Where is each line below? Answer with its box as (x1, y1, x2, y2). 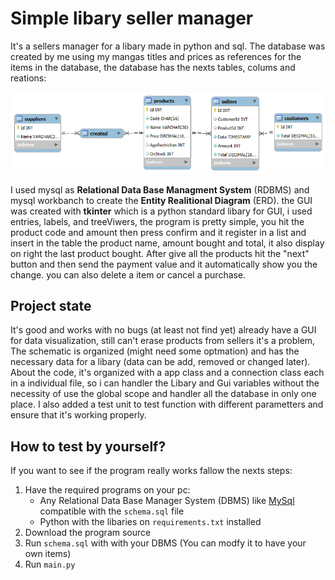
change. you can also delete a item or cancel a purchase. (10, 268, 247, 281)
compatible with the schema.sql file (39, 505, 185, 517)
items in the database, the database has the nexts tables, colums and (10, 61, 296, 73)
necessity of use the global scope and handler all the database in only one (10, 388, 317, 400)
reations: (10, 72, 47, 84)
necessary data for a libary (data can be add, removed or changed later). (10, 356, 311, 368)
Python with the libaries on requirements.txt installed (39, 516, 262, 528)
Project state (10, 297, 92, 314)
